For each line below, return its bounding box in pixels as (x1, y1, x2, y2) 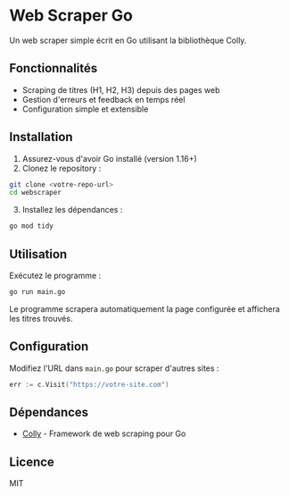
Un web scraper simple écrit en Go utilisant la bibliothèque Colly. (9, 35, 247, 46)
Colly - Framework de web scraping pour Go (21, 428, 186, 439)
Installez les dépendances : (21, 205, 123, 215)
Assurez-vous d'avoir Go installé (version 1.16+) (21, 153, 198, 164)
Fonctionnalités (9, 61, 98, 76)
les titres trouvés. (9, 313, 73, 324)
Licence (9, 454, 55, 469)
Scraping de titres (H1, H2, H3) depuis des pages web (21, 84, 220, 95)
